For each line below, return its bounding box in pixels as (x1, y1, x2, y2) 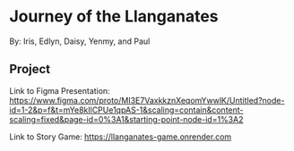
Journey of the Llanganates (9, 6, 219, 27)
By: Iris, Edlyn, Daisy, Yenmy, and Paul (9, 36, 151, 46)
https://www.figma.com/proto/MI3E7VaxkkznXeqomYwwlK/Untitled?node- (9, 95, 285, 105)
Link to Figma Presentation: (9, 85, 110, 96)
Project (9, 62, 51, 77)
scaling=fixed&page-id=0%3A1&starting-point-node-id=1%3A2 (9, 113, 244, 124)
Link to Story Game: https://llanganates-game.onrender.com (9, 131, 232, 142)
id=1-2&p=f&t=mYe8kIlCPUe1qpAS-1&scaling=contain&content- (9, 105, 244, 115)
